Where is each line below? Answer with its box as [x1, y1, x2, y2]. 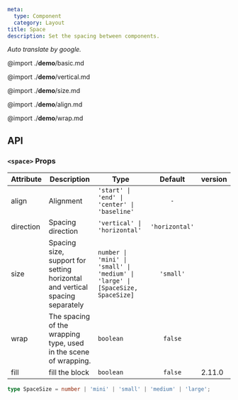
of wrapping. [48, 356, 91, 366]
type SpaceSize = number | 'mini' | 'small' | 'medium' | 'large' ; [7, 386, 211, 393]
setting [48, 264, 72, 274]
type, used [48, 338, 84, 348]
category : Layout [13, 19, 65, 26]
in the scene [48, 347, 90, 357]
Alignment [48, 196, 83, 206]
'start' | [98, 186, 131, 195]
